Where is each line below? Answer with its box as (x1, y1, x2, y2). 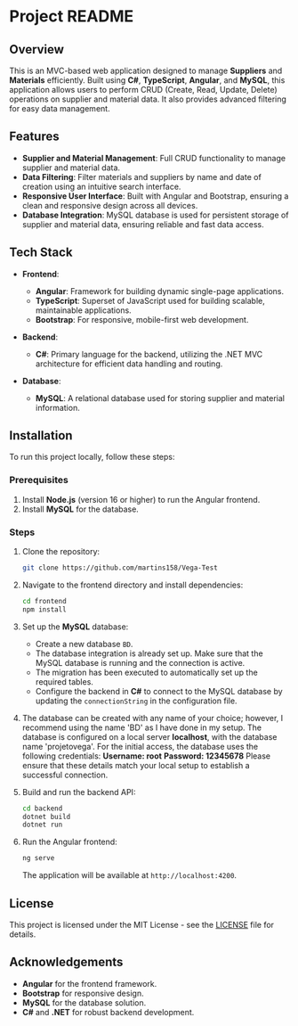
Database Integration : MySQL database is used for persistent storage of (21, 209, 289, 220)
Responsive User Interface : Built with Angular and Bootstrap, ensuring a (21, 190, 289, 201)
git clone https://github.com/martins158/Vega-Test (21, 563, 218, 572)
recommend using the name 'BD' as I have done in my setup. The (21, 722, 262, 733)
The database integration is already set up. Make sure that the (35, 648, 264, 659)
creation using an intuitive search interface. (21, 181, 181, 192)
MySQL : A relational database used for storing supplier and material (35, 392, 285, 403)
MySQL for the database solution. (21, 997, 147, 1008)
